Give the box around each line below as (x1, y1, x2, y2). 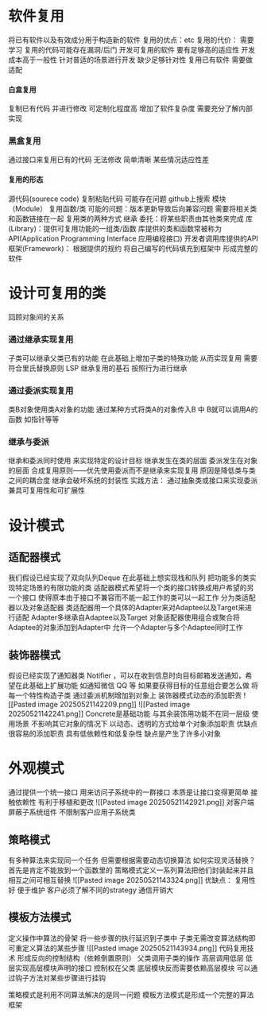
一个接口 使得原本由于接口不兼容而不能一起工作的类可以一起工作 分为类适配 (8, 593, 256, 602)
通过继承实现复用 (8, 334, 74, 345)
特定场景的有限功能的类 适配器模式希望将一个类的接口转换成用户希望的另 (14, 583, 254, 593)
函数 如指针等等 (8, 415, 60, 424)
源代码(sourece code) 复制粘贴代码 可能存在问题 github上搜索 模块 (8, 194, 226, 203)
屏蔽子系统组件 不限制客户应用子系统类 (8, 807, 136, 817)
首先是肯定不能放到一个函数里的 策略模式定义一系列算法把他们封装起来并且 (8, 865, 254, 875)
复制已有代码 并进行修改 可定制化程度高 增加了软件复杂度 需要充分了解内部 (8, 104, 253, 114)
